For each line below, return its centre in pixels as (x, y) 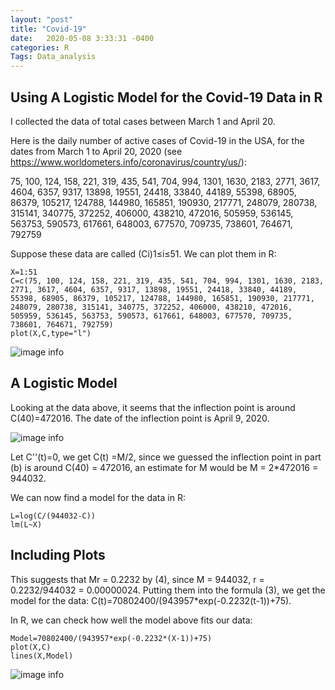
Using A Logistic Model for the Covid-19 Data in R (166, 97)
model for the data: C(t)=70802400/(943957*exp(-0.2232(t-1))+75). (151, 600)
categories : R (40, 47)
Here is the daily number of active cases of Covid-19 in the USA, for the (157, 140)
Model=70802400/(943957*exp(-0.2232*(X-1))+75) (111, 638)
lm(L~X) (26, 524)
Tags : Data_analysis (53, 57)
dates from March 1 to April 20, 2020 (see (96, 151)
